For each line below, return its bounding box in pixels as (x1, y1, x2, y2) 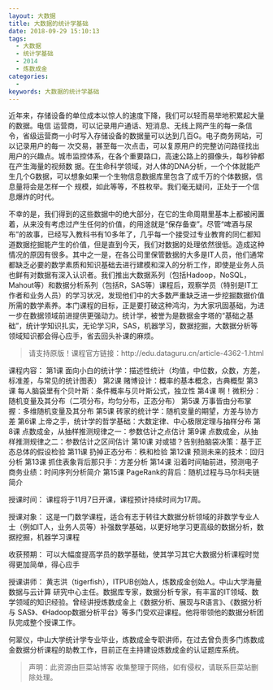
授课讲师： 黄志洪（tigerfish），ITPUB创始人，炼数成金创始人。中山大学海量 (8, 577, 262, 587)
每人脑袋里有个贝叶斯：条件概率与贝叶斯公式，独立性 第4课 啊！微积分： (17, 386, 262, 396)
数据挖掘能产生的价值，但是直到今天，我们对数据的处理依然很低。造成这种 (15, 240, 265, 250)
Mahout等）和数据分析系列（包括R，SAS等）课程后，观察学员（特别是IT (8, 280, 252, 290)
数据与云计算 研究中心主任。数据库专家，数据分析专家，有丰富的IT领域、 (8, 587, 252, 597)
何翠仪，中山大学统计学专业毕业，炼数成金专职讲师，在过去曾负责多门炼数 (8, 635, 258, 644)
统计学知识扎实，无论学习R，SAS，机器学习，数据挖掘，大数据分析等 (25, 321, 258, 331)
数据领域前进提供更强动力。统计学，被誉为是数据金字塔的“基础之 (29, 310, 247, 321)
